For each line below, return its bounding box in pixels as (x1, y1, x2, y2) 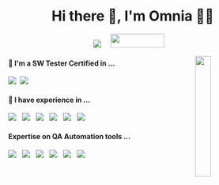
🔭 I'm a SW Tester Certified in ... (8, 59, 115, 68)
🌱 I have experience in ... (8, 95, 91, 104)
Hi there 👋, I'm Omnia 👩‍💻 (51, 7, 215, 25)
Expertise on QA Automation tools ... (8, 131, 131, 141)
